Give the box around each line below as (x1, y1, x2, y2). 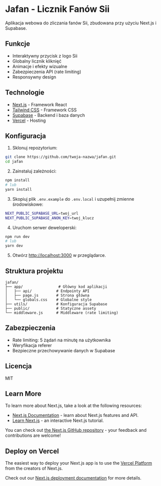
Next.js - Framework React (12, 101, 67, 107)
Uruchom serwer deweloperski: (12, 225, 77, 231)
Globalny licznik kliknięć (12, 58, 62, 64)
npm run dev (5, 234, 30, 239)
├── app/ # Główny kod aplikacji (5, 284, 107, 289)
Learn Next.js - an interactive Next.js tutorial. (12, 417, 104, 423)
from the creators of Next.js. (5, 466, 63, 472)
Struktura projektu (5, 267, 63, 275)
